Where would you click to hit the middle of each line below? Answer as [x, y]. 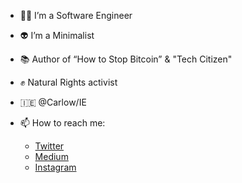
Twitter [49, 146]
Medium [51, 156]
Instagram [55, 167]
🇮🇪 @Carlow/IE [53, 102]
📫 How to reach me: [62, 123]
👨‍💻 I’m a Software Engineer [76, 15]
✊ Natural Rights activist [68, 82]
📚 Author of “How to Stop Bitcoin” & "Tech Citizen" [126, 59]
